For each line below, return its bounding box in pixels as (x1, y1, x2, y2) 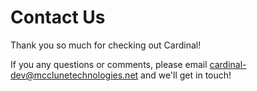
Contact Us (10, 6, 106, 29)
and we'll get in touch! (140, 69, 232, 81)
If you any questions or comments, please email (10, 58, 208, 70)
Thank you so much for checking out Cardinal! (10, 39, 202, 51)
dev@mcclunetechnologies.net (10, 69, 139, 81)
